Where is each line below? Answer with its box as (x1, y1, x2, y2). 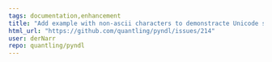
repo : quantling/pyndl (8, 42, 85, 50)
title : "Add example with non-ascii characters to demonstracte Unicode (8, 19, 259, 27)
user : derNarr (8, 34, 57, 43)
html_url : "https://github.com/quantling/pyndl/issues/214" (8, 27, 216, 35)
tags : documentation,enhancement (8, 11, 121, 20)
